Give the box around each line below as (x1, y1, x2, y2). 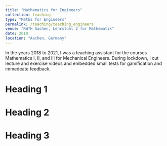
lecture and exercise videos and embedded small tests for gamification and (5, 60, 162, 66)
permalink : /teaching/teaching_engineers (5, 21, 94, 27)
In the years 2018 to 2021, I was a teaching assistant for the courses (5, 49, 147, 56)
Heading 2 (5, 107, 50, 118)
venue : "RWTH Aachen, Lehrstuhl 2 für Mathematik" (5, 26, 114, 31)
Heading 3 (5, 130, 50, 141)
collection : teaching (5, 12, 51, 17)
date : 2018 (5, 31, 28, 36)
